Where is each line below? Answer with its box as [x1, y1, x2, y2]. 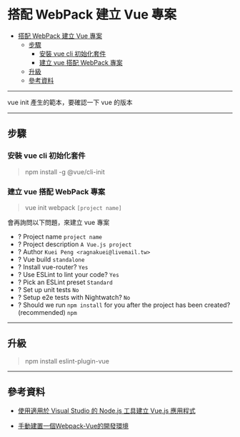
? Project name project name [17, 232, 102, 241]
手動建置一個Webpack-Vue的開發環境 [17, 421, 129, 430]
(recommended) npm [17, 308, 77, 316]
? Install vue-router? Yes [17, 262, 89, 271]
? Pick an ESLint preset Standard [17, 278, 113, 286]
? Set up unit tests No [17, 285, 79, 293]
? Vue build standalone [17, 255, 85, 263]
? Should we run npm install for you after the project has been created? [17, 301, 231, 309]
